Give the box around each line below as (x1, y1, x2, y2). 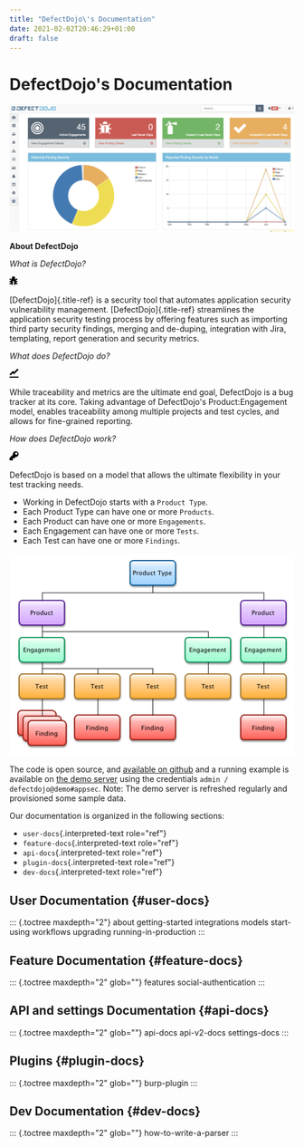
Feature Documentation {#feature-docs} (9, 952, 243, 969)
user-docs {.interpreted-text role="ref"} (22, 828, 167, 839)
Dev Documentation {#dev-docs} (9, 1104, 201, 1119)
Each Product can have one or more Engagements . (22, 516, 206, 527)
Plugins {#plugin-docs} (9, 1054, 145, 1069)
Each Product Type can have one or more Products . (22, 506, 215, 517)
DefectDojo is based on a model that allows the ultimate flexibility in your (9, 469, 280, 480)
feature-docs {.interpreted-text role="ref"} (22, 838, 179, 849)
